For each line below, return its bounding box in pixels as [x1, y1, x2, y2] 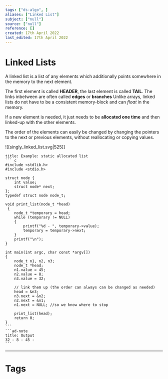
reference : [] [5, 26, 35, 31]
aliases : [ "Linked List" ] [5, 12, 59, 17]
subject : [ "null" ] [5, 16, 43, 21]
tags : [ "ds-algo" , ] [5, 7, 48, 12]
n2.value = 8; [14, 271, 43, 276]
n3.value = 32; [14, 276, 46, 281]
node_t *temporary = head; [14, 210, 70, 215]
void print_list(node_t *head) [5, 201, 70, 206]
